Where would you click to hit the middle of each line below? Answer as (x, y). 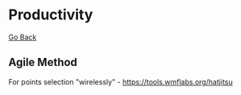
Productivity (51, 15)
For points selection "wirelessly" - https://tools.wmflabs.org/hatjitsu (120, 81)
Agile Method (43, 62)
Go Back (23, 37)
